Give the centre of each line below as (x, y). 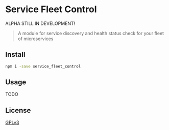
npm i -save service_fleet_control (43, 66)
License (18, 110)
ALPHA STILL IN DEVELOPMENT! (40, 23)
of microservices (35, 39)
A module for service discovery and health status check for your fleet (91, 33)
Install (15, 55)
